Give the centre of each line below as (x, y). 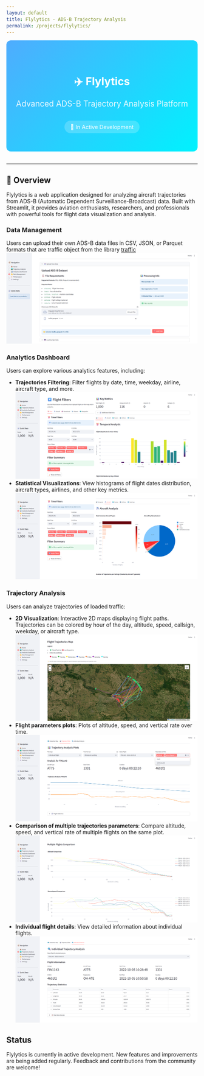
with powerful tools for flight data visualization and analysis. (81, 214)
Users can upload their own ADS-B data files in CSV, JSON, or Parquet (95, 243)
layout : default (27, 13)
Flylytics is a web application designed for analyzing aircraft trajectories (96, 195)
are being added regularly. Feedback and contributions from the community (101, 1061)
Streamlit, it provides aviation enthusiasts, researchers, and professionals (98, 208)
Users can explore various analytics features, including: (76, 371)
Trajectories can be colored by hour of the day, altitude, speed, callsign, (105, 625)
